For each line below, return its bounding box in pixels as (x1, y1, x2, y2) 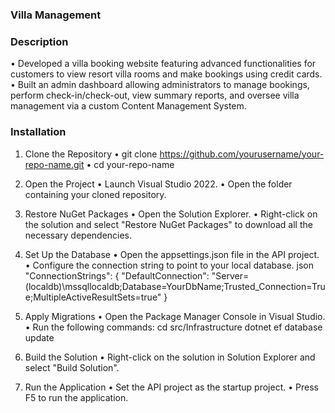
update (24, 331, 55, 343)
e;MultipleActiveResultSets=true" (24, 291, 162, 303)
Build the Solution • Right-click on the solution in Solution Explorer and (24, 351, 316, 363)
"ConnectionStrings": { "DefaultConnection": (24, 269, 210, 282)
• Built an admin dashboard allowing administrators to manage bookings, (10, 79, 310, 91)
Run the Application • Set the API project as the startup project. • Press (24, 381, 319, 393)
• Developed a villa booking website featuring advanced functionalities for (10, 58, 317, 70)
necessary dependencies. (24, 229, 133, 241)
